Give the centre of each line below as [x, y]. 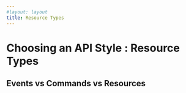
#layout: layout [27, 12]
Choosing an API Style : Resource [93, 48]
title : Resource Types [35, 18]
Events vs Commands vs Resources [76, 84]
